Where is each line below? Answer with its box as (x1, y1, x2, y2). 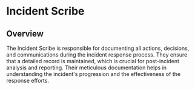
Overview (6, 29, 44, 39)
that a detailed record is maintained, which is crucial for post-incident (6, 58, 180, 64)
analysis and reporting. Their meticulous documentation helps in (6, 64, 167, 71)
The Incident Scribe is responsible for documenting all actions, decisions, (6, 44, 190, 52)
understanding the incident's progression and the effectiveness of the (6, 71, 180, 77)
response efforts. (6, 77, 50, 84)
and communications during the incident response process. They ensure (6, 51, 188, 58)
